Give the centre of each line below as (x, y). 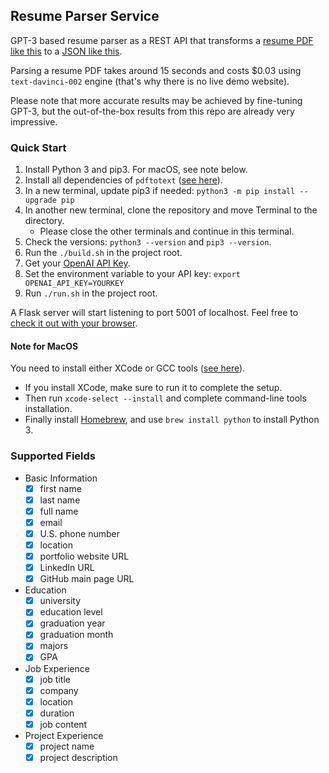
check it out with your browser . (74, 323)
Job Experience (57, 668)
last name (60, 500)
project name (67, 746)
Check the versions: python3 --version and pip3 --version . (148, 242)
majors (54, 646)
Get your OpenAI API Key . (77, 263)
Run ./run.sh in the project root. (91, 293)
